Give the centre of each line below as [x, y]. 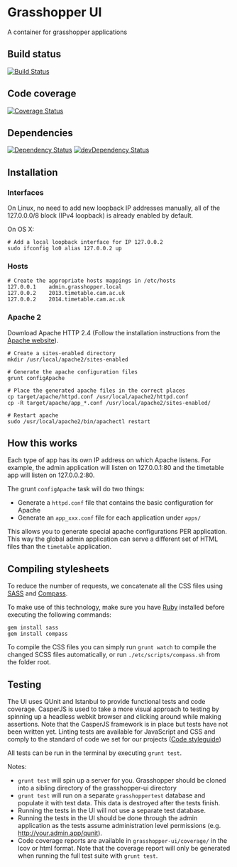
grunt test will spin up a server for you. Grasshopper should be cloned [122, 781]
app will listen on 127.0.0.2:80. [51, 475]
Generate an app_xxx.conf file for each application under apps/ [109, 518]
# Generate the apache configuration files [73, 372]
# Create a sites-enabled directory [61, 353]
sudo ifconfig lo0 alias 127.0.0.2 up [65, 249]
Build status [34, 54]
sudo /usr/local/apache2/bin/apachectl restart [79, 421]
